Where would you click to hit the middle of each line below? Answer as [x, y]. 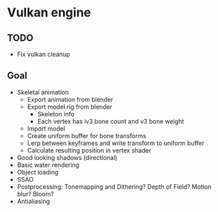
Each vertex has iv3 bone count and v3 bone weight [111, 121]
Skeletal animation [43, 92]
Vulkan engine [49, 13]
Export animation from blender [70, 99]
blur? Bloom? [36, 194]
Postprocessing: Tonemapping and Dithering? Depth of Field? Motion [114, 187]
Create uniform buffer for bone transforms [87, 135]
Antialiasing [33, 201]
